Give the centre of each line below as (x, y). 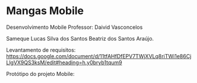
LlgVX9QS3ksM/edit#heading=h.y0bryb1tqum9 (64, 62)
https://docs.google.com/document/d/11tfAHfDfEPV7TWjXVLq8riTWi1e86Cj (99, 56)
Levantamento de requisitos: (41, 50)
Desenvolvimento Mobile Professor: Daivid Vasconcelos (74, 27)
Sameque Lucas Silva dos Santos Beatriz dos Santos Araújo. (80, 38)
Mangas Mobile (45, 11)
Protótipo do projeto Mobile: (40, 74)
